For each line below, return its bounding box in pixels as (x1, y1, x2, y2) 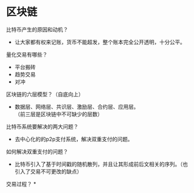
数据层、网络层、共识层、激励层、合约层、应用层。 (14, 103, 139, 110)
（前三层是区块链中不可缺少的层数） (14, 110, 103, 118)
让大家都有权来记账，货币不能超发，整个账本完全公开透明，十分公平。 (14, 38, 186, 45)
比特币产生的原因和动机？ (6, 26, 68, 33)
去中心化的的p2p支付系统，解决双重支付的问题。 (14, 135, 133, 142)
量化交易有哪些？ (6, 51, 48, 58)
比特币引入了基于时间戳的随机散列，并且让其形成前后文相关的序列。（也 (14, 160, 188, 168)
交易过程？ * (6, 180, 37, 187)
